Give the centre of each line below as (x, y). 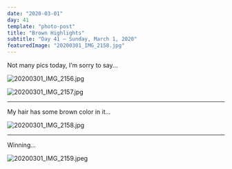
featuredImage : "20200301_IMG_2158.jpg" (66, 46)
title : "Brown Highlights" (46, 33)
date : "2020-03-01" (35, 13)
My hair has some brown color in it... (59, 112)
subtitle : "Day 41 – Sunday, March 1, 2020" (72, 39)
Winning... (22, 145)
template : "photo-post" (41, 26)
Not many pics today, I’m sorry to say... (63, 65)
